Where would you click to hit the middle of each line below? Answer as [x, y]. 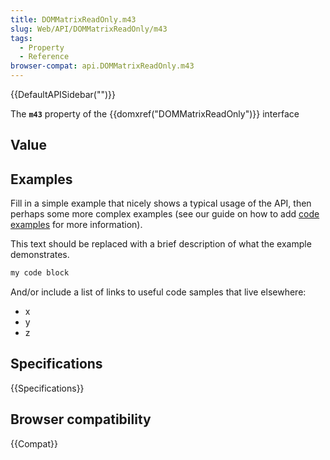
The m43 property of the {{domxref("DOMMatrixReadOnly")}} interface [155, 114]
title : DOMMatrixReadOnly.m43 [73, 19]
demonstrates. [40, 255]
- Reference [44, 57]
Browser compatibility [81, 419]
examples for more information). [76, 225]
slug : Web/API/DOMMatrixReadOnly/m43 [89, 29]
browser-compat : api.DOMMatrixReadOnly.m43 [102, 66]
